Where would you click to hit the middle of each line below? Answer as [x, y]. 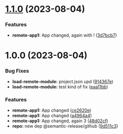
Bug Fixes [17, 71]
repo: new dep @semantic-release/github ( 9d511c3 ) [65, 126]
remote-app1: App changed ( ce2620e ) [52, 110]
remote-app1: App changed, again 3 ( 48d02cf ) [60, 121]
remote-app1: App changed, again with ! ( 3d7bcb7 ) [64, 35]
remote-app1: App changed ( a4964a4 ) [52, 116]
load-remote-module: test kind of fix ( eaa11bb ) [60, 87]
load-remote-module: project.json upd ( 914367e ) [63, 81]
